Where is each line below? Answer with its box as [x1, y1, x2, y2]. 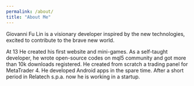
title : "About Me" [6, 14, 51, 20]
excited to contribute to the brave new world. [6, 37, 115, 44]
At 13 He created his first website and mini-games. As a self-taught [6, 48, 168, 55]
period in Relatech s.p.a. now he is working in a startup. [6, 73, 141, 80]
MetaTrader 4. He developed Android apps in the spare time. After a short [6, 67, 184, 74]
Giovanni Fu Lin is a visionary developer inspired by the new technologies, [6, 30, 185, 37]
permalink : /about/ [6, 8, 54, 15]
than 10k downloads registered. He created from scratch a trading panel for [6, 60, 188, 68]
